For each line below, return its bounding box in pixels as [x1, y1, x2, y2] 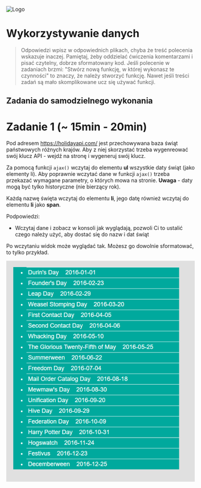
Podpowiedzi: [6, 213, 40, 220]
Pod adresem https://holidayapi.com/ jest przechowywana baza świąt [6, 140, 178, 147]
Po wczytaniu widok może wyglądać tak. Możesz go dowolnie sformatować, [6, 242, 194, 250]
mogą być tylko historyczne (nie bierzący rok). [6, 183, 121, 190]
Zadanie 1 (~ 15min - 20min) [6, 120, 148, 133]
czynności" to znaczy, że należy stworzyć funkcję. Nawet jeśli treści [20, 72, 190, 79]
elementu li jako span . [6, 201, 61, 208]
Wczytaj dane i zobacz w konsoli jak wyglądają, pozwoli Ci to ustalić [14, 224, 183, 232]
